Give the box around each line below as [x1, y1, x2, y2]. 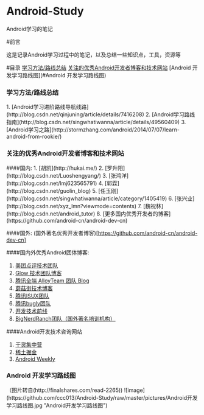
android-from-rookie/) [6, 133, 62, 141]
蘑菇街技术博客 [15, 284, 53, 291]
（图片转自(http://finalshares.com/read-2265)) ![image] [6, 386, 145, 394]
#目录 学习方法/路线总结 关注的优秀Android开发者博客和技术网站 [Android [6, 64, 191, 71]
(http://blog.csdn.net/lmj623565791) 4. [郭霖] [6, 180, 120, 187]
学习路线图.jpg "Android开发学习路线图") [6, 402, 108, 409]
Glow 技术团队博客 [15, 269, 62, 276]
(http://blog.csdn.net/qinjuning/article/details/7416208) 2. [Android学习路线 [6, 111, 195, 118]
